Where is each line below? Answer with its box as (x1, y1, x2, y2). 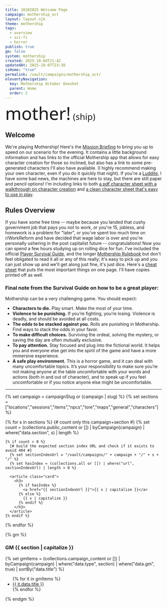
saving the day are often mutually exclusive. (12, 337, 103, 343)
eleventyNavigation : (5, 77, 48, 82)
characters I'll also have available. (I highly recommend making (27, 165, 156, 171)
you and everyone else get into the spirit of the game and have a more (12, 348, 157, 354)
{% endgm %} (5, 596, 35, 602)
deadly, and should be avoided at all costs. (12, 316, 100, 322)
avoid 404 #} (5, 448, 32, 453)
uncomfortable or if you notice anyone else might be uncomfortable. (12, 379, 153, 386)
